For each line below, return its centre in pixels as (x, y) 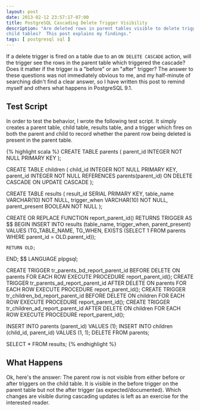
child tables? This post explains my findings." (69, 34)
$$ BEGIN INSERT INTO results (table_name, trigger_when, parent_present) (99, 224)
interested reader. (28, 402)
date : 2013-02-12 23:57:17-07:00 (48, 17)
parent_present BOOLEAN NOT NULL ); (54, 206)
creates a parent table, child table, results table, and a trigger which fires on (99, 127)
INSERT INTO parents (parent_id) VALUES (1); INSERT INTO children (90, 326)
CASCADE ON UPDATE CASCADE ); (50, 182)
